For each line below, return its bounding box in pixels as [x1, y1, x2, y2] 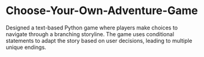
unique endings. [5, 44, 46, 51]
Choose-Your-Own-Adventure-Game [5, 4, 198, 18]
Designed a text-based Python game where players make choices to [5, 24, 178, 31]
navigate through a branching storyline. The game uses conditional [5, 30, 175, 37]
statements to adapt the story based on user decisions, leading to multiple [5, 37, 193, 44]
